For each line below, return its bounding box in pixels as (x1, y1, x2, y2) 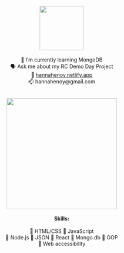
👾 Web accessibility (38, 240, 86, 247)
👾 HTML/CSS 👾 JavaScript (29, 228, 94, 235)
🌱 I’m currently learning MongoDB (21, 56, 103, 63)
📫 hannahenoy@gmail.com (28, 78, 95, 85)
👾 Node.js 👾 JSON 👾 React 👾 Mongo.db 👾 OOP (5, 234, 118, 241)
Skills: (53, 215, 70, 222)
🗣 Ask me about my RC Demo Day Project (10, 63, 113, 70)
